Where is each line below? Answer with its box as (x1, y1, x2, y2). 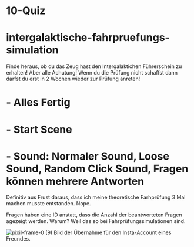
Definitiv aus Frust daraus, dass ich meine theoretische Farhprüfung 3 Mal (6, 194, 186, 201)
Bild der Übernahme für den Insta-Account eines (53, 229, 172, 236)
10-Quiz (6, 4, 46, 18)
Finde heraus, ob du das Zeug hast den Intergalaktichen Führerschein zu (6, 63, 182, 70)
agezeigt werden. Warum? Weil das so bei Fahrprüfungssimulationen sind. (6, 218, 186, 225)
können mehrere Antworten (6, 174, 145, 188)
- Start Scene (6, 123, 72, 136)
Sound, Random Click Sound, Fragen (6, 162, 189, 175)
